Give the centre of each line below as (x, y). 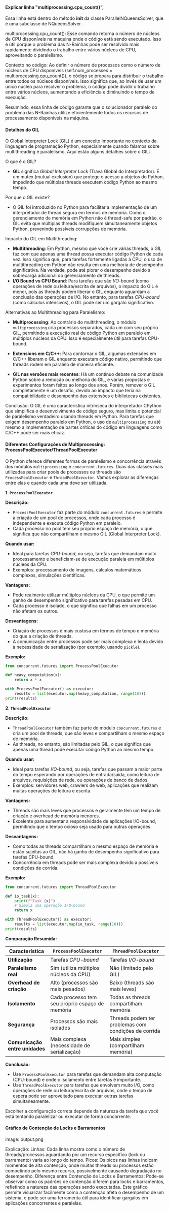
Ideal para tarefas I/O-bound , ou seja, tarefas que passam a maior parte (88, 769)
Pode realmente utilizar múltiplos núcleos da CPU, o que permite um (84, 595)
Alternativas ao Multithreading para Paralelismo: (55, 312)
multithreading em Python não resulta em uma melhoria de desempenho (88, 265)
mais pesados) (68, 989)
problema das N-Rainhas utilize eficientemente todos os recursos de (77, 113)
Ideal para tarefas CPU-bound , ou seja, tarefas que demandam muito (84, 553)
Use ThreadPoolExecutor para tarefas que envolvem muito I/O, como (83, 1085)
